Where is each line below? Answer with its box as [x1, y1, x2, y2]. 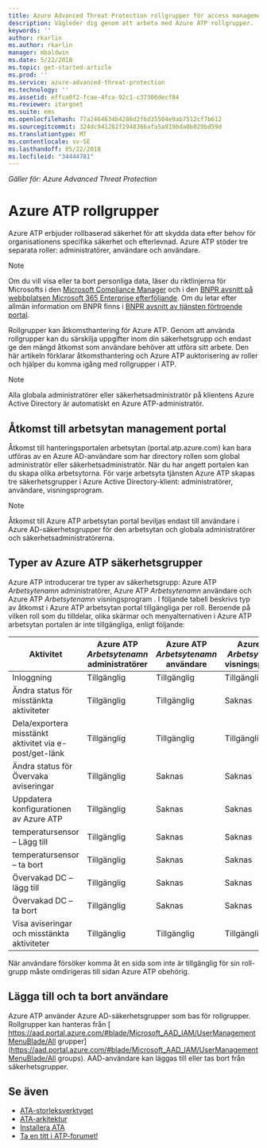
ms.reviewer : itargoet [8, 100, 83, 108]
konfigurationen [12, 803, 72, 814]
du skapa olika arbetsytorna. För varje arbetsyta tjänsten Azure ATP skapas [8, 468, 256, 478]
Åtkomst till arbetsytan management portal [8, 421, 226, 435]
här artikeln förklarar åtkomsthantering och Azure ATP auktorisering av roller [8, 351, 258, 361]
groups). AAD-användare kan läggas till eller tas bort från [57, 1053, 246, 1063]
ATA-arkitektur [19, 1115, 68, 1124]
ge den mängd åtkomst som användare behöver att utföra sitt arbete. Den [8, 343, 249, 352]
